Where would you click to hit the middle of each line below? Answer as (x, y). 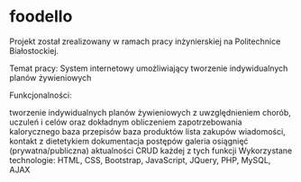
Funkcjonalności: (41, 95)
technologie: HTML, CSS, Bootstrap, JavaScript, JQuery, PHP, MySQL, (140, 160)
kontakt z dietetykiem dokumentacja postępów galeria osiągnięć (129, 141)
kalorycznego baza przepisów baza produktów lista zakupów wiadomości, (147, 131)
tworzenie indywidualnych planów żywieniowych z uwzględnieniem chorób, (150, 112)
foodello (41, 17)
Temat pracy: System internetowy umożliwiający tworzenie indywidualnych (149, 68)
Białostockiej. (34, 50)
